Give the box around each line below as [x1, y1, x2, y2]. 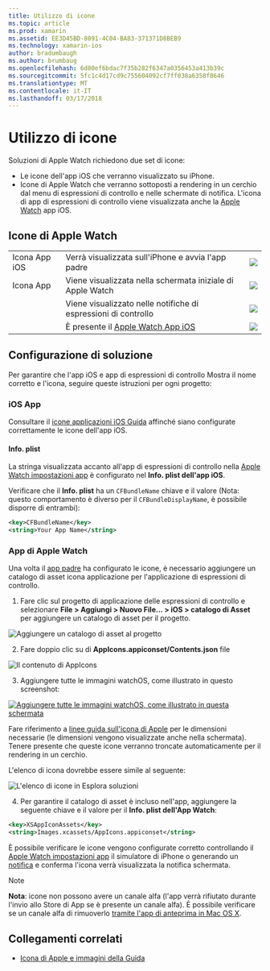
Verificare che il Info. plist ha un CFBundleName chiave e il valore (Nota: [8, 486, 239, 496]
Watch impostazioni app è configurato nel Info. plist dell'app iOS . [8, 471, 226, 480]
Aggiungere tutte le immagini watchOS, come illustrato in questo [19, 676, 233, 686]
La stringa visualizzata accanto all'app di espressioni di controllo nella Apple [8, 462, 261, 471]
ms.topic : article [8, 19, 70, 27]
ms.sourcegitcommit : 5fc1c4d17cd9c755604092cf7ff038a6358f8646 [8, 72, 225, 80]
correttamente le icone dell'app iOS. [8, 425, 128, 435]
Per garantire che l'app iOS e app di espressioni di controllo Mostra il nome [8, 370, 257, 380]
